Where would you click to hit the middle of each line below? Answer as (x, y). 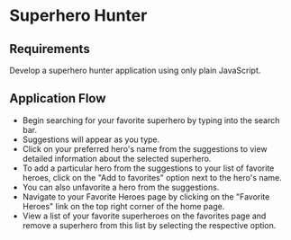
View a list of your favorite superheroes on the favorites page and (144, 216)
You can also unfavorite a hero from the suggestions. (121, 187)
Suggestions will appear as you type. (91, 139)
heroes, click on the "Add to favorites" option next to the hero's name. (152, 177)
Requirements (50, 49)
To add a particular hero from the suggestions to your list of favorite (148, 168)
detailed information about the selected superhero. (117, 158)
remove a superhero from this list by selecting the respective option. (149, 225)
